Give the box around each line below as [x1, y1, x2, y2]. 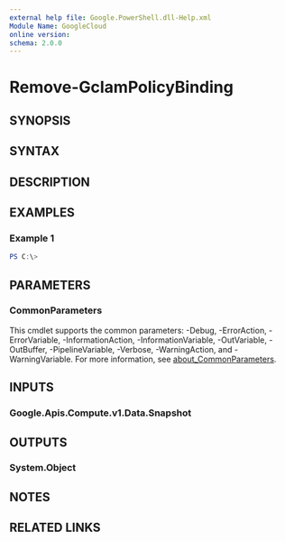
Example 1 [9, 232, 55, 244]
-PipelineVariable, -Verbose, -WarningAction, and [49, 344, 233, 354]
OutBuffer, [9, 344, 48, 354]
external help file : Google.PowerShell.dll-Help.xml [9, 13, 212, 23]
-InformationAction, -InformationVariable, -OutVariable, [62, 335, 268, 345]
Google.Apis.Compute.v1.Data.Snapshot [9, 407, 192, 419]
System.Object [9, 462, 77, 474]
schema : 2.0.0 [9, 38, 63, 48]
